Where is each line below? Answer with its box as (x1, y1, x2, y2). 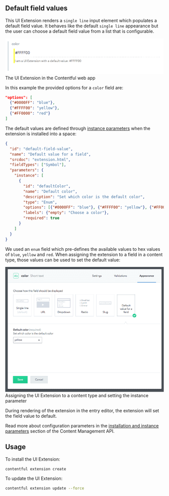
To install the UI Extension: (5, 456, 60, 462)
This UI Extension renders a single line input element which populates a (5, 17, 157, 23)
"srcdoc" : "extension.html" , (10, 157, 71, 162)
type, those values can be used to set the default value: (5, 257, 121, 263)
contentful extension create (5, 466, 66, 471)
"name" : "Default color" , (23, 189, 78, 194)
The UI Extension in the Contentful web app (5, 75, 96, 81)
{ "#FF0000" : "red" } (10, 111, 51, 116)
